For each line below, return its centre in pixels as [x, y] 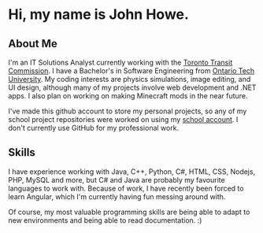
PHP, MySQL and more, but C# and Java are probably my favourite [117, 179]
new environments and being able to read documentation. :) [105, 220]
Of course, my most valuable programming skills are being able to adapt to [129, 212]
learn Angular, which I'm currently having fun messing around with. [117, 196]
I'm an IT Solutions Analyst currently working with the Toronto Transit [120, 62]
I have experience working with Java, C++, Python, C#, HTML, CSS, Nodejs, [132, 172]
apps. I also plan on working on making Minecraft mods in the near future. [128, 96]
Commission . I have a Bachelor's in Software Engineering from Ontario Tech [131, 71]
